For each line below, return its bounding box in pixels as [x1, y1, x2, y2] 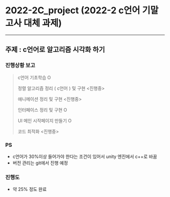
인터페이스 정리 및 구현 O [17, 107, 67, 113]
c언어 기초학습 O [17, 74, 51, 80]
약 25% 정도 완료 [12, 186, 47, 192]
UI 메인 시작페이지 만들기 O [17, 117, 72, 123]
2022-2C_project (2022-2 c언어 [5, 5, 141, 16]
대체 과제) [23, 17, 62, 29]
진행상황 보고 [5, 62, 35, 69]
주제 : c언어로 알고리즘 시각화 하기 [5, 45, 105, 54]
